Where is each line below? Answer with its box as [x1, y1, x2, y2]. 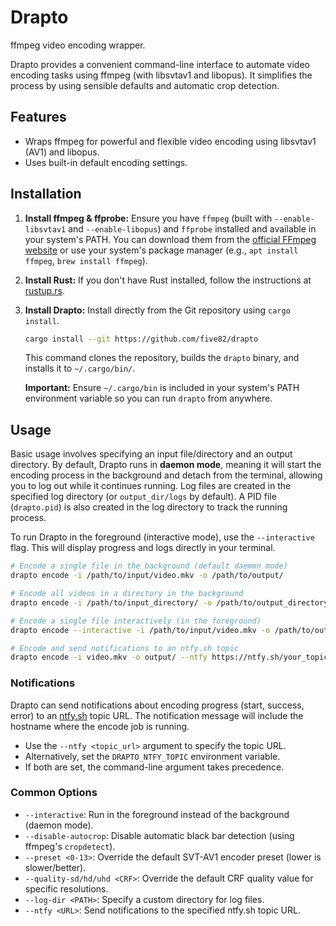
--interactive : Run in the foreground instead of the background [24, 808, 290, 820]
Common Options [10, 786, 98, 800]
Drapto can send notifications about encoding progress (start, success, [10, 699, 305, 711]
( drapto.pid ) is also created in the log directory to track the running [10, 501, 288, 513]
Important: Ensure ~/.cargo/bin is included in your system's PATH [24, 382, 300, 394]
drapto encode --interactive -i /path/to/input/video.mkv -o [10, 625, 271, 635]
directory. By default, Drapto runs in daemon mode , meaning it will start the [10, 459, 322, 471]
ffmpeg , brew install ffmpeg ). [24, 254, 148, 266]
